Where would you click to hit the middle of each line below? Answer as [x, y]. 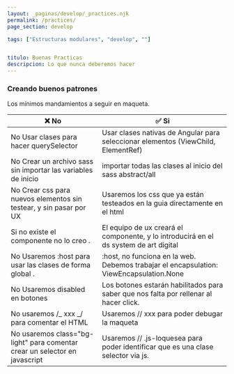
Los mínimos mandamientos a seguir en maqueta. [78, 104]
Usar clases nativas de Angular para [161, 133]
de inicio [25, 179]
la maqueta [120, 322]
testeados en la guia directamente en [163, 203]
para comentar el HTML [49, 322]
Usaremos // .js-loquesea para [153, 338]
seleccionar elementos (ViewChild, [159, 141]
